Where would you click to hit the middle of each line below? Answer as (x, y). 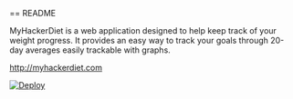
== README (33, 13)
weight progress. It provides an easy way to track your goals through (139, 40)
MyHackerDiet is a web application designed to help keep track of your (143, 30)
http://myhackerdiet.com (56, 68)
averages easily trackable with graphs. (98, 50)
